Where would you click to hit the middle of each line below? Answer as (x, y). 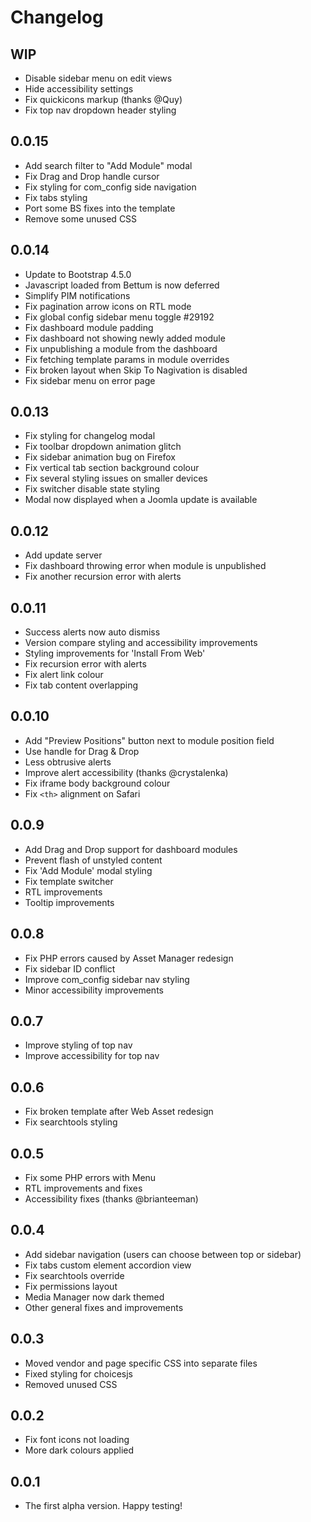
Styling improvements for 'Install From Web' (115, 653)
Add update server (63, 555)
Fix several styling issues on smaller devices (116, 478)
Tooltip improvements (69, 902)
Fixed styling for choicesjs (78, 1373)
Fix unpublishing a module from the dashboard (121, 348)
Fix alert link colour (64, 675)
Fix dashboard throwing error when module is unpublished (145, 566)
